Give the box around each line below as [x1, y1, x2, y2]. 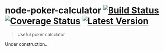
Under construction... [5, 41, 49, 47]
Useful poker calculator [17, 31, 65, 37]
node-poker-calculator [5, 5, 102, 16]
